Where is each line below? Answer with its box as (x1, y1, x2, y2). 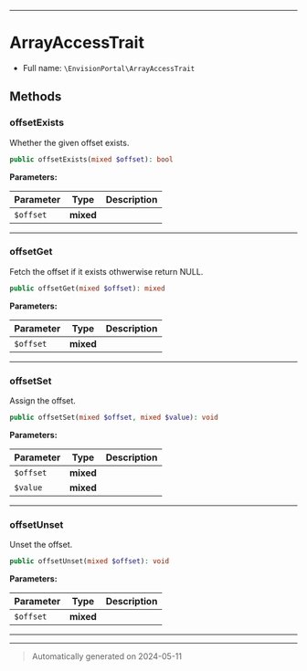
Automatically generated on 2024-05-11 (31, 651, 183, 662)
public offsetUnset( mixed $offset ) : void (9, 557, 170, 566)
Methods (9, 89, 62, 105)
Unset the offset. (9, 540, 73, 550)
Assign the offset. (9, 394, 76, 406)
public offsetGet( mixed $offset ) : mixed (9, 284, 166, 293)
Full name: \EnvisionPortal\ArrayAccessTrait (22, 62, 196, 73)
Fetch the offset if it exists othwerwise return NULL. (9, 266, 204, 277)
